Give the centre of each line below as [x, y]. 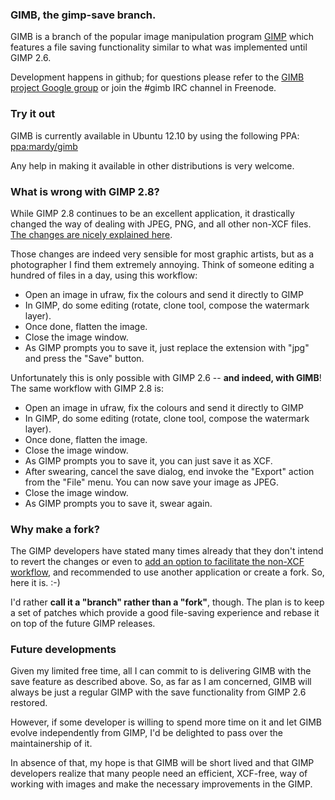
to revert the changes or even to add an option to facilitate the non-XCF [157, 562]
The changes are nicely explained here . [91, 234]
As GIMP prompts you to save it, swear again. [118, 503]
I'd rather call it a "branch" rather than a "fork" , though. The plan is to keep [167, 602]
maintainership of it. [51, 744]
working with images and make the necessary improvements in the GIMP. [161, 784]
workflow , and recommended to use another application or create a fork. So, [167, 572]
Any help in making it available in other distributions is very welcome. [152, 165]
